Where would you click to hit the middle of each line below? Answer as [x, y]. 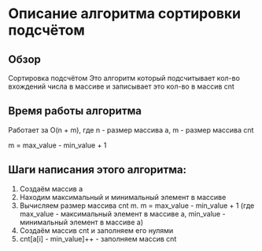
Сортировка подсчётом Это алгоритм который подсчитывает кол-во [124, 78]
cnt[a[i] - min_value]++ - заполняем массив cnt [98, 238]
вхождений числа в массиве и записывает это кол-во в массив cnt [121, 86]
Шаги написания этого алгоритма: [98, 170]
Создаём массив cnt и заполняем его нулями [96, 230]
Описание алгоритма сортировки [125, 14]
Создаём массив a [51, 188]
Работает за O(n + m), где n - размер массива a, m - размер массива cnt [131, 129]
